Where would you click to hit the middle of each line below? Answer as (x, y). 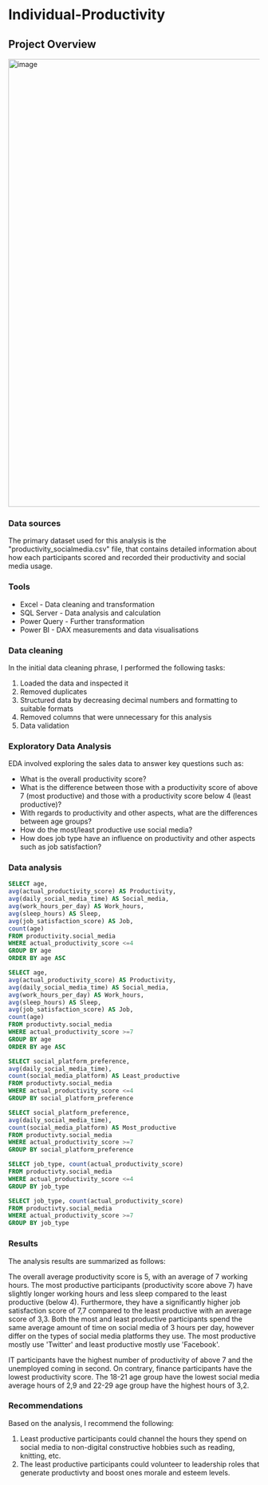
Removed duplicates (53, 691)
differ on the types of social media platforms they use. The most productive (132, 1336)
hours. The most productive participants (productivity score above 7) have (130, 1285)
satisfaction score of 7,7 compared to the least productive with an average (130, 1310)
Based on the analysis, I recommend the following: (91, 1423)
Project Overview (52, 44)
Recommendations (46, 1406)
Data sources (35, 523)
